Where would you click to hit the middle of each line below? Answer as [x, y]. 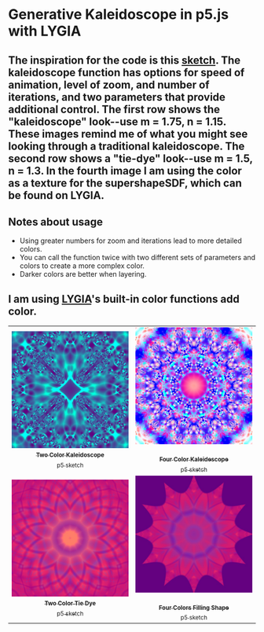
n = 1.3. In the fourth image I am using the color [125, 171]
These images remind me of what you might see [128, 134]
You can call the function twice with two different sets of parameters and [137, 258]
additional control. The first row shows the [114, 109]
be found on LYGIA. [56, 195]
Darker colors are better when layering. [83, 274]
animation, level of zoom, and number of [109, 85]
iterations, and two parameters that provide [117, 97]
